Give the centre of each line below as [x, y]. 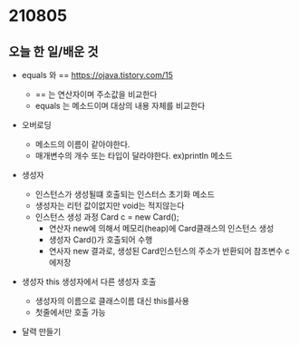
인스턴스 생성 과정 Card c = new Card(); [107, 217]
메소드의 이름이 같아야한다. [82, 144]
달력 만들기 [41, 331]
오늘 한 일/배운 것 [53, 51]
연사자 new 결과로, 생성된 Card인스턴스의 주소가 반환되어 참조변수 [166, 251]
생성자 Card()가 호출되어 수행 [101, 240]
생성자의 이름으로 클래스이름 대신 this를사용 [112, 301]
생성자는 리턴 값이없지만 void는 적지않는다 [110, 206]
